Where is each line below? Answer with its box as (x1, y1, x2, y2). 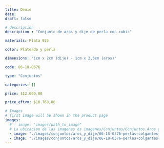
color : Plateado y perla (5, 47, 56, 52)
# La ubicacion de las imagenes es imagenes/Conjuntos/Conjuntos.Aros (9, 127, 156, 131)
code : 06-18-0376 (5, 64, 41, 70)
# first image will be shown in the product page (5, 113, 108, 118)
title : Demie (5, 7, 32, 12)
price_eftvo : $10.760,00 (5, 100, 56, 105)
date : (5, 12, 16, 17)
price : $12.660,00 (5, 91, 42, 96)
